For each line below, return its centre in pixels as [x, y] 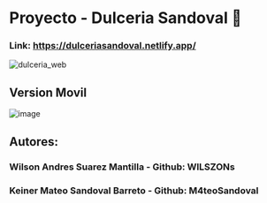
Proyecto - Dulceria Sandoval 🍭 [126, 18]
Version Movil [48, 92]
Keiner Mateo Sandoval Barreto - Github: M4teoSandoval [134, 191]
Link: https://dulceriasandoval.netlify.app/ [103, 46]
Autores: [34, 142]
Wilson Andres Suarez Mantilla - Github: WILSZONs [122, 167]
